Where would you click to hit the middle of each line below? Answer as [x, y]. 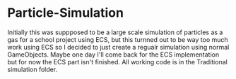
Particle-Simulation [65, 13]
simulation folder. [33, 69]
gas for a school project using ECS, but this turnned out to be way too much [118, 39]
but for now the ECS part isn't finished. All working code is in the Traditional [117, 62]
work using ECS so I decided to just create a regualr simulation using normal [118, 47]
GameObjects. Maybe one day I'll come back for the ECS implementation [113, 55]
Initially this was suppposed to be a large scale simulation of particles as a [115, 32]
